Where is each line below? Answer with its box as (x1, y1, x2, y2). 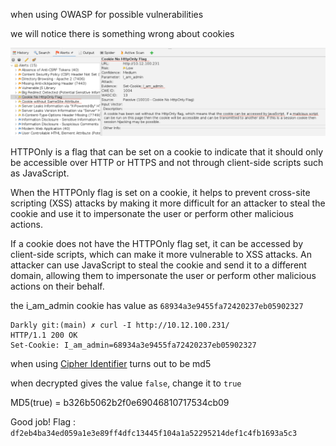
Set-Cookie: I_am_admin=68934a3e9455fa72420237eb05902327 (10, 340, 257, 350)
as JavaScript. (10, 167, 70, 179)
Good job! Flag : (10, 415, 77, 428)
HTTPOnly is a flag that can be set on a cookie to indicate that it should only (10, 145, 324, 158)
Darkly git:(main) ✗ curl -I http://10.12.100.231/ (10, 320, 230, 330)
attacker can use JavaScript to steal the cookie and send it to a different (10, 259, 307, 271)
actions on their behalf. (10, 280, 105, 292)
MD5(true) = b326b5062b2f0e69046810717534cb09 (10, 396, 230, 408)
